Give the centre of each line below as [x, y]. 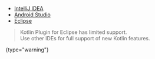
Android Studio [32, 15]
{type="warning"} [27, 50]
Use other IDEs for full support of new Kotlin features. [85, 38]
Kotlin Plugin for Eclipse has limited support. [73, 32]
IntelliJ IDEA [29, 8]
